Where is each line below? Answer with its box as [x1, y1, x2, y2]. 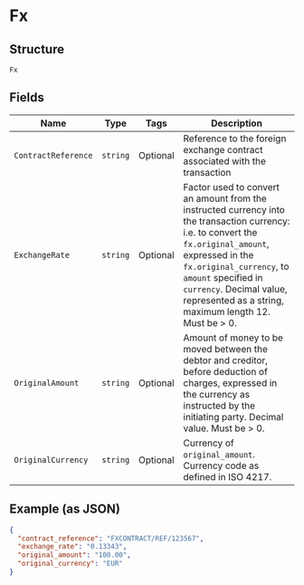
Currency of [183, 436, 234, 449]
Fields [9, 90, 45, 105]
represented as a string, [183, 293, 285, 306]
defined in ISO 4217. [183, 470, 272, 483]
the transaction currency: [183, 215, 290, 227]
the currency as [183, 388, 251, 400]
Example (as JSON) [9, 502, 120, 517]
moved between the [183, 342, 269, 355]
